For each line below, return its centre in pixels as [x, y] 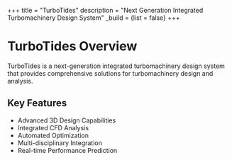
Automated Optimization [53, 135]
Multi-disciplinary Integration [60, 143]
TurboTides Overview [72, 46]
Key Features [37, 103]
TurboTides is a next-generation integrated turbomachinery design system [116, 66]
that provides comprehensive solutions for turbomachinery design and [110, 73]
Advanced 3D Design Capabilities [67, 120]
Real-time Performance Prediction [67, 150]
